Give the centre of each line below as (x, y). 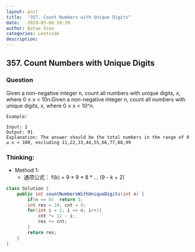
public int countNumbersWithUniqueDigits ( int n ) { (81, 194)
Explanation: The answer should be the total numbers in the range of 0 (98, 137)
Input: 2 (17, 127)
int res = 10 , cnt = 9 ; (57, 205)
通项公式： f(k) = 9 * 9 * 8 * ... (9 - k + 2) (74, 177)
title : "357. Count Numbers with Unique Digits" (69, 17)
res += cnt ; (52, 222)
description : (22, 39)
